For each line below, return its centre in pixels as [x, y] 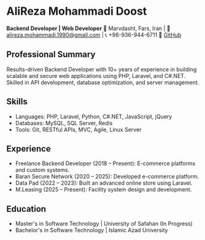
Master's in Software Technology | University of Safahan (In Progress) [104, 224]
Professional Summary [51, 54]
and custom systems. [42, 170]
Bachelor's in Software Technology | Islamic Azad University [91, 230]
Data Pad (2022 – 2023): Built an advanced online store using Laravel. [104, 183]
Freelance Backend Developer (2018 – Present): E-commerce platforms [105, 163]
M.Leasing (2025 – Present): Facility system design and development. [103, 190]
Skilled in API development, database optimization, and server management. [103, 82]
